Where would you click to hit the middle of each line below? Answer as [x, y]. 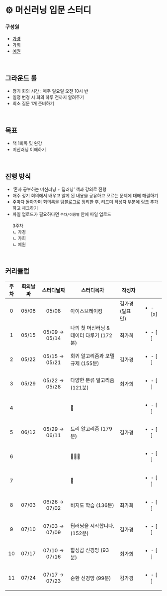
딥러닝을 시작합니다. [92, 526]
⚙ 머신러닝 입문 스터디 [48, 10]
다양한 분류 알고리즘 [92, 380]
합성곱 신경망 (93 [90, 550]
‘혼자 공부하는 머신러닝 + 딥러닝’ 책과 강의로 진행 [59, 189]
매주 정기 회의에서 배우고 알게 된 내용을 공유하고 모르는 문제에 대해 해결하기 [85, 195]
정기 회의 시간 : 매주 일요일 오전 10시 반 [50, 91]
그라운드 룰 [21, 78]
